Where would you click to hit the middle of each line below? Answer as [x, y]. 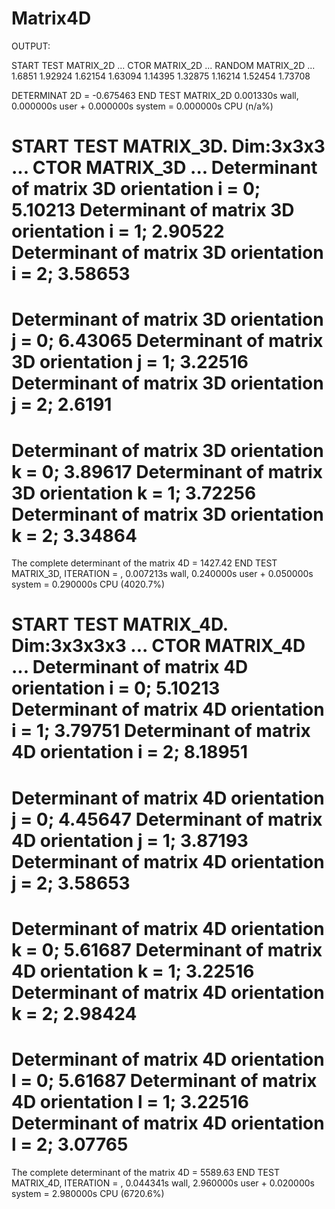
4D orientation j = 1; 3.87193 [130, 840]
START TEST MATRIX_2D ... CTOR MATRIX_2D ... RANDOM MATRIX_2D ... [163, 65]
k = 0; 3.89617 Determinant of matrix [167, 471]
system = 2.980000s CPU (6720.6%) [88, 1193]
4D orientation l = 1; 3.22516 [130, 1102]
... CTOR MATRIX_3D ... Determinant [164, 168]
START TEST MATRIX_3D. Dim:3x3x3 [168, 146]
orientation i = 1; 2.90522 [118, 231]
